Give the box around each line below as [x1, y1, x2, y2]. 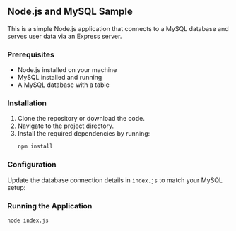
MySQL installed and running [17, 73, 102, 82]
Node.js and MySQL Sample [7, 6, 133, 18]
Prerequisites [7, 49, 54, 59]
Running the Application [7, 201, 93, 211]
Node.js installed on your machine [17, 66, 117, 74]
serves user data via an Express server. [7, 32, 122, 40]
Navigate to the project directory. [17, 122, 114, 130]
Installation [7, 98, 47, 108]
